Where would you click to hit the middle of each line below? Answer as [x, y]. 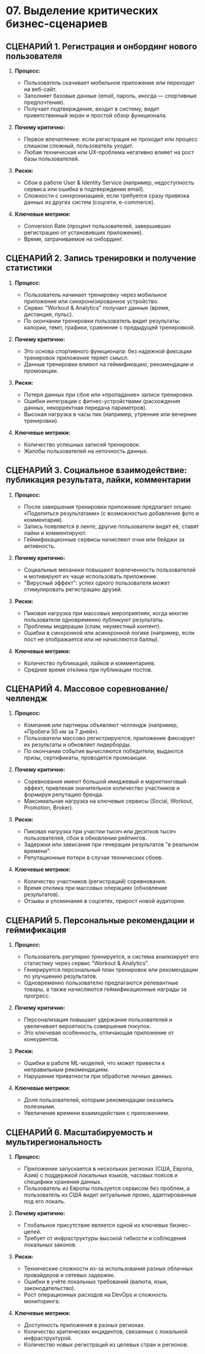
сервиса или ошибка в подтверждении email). [84, 189]
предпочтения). [44, 102]
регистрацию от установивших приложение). [83, 232]
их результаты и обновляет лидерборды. [77, 745]
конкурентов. [41, 1039]
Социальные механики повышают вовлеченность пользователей [110, 570]
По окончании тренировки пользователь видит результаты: [102, 321]
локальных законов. [50, 1245]
